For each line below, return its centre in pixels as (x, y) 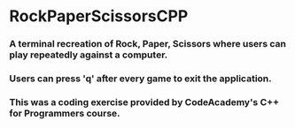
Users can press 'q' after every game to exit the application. (140, 79)
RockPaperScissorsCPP (99, 16)
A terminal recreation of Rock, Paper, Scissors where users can (147, 44)
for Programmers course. (65, 113)
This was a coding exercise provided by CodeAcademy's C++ (144, 102)
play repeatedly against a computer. (89, 55)
